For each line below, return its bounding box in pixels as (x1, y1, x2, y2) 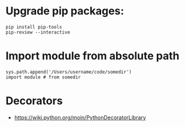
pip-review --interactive (5, 29, 70, 35)
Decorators (5, 94, 63, 108)
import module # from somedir (5, 74, 81, 80)
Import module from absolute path (5, 49, 180, 63)
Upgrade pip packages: (5, 4, 125, 18)
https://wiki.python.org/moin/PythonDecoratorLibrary (14, 114, 146, 121)
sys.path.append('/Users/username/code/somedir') (5, 69, 132, 75)
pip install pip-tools (5, 24, 62, 30)
